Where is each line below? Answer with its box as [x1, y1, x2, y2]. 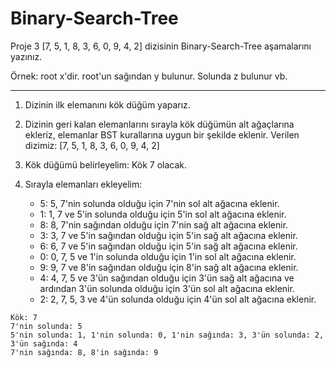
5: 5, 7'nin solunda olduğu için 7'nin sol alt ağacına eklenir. [39, 197, 280, 209]
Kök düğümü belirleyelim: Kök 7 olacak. [24, 158, 188, 171]
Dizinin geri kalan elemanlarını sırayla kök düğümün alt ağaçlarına [24, 118, 295, 130]
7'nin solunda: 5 [10, 321, 83, 331]
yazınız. [10, 50, 43, 62]
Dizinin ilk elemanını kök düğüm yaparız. [24, 98, 191, 111]
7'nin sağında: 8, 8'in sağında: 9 [10, 347, 159, 357]
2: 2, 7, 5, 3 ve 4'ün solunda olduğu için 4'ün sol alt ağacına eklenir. [39, 293, 317, 305]
